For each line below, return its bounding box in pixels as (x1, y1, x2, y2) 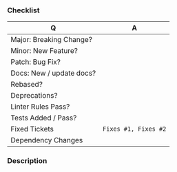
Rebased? (10, 80, 43, 89)
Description (7, 156, 48, 166)
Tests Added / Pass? (10, 113, 77, 122)
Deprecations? (10, 91, 58, 100)
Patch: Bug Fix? (10, 57, 61, 67)
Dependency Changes (10, 136, 83, 145)
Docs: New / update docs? (10, 68, 96, 78)
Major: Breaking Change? (10, 35, 93, 45)
